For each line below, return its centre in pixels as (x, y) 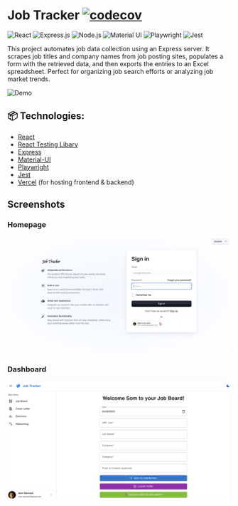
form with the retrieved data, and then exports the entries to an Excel (108, 63)
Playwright (33, 167)
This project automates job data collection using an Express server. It (108, 48)
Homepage (27, 225)
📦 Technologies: (46, 116)
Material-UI (34, 159)
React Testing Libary (48, 144)
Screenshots (36, 205)
